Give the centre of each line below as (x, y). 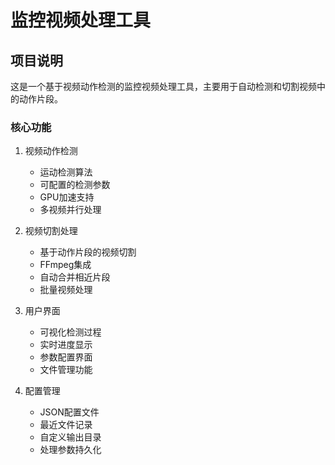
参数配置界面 (66, 357)
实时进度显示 (66, 345)
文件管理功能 (66, 370)
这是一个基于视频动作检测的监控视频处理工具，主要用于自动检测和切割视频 (163, 86)
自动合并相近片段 (75, 277)
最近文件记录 (66, 425)
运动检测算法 (66, 172)
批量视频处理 (66, 290)
